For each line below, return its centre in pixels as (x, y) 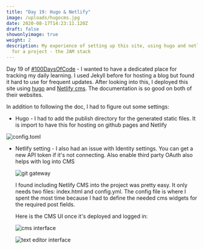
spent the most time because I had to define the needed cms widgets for (106, 198)
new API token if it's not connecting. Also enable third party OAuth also (104, 155)
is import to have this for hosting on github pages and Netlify (91, 125)
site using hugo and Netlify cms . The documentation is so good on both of (99, 88)
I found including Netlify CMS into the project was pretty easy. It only (101, 185)
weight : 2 (19, 40)
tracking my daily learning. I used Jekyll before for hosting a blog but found (100, 75)
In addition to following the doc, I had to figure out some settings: (88, 107)
